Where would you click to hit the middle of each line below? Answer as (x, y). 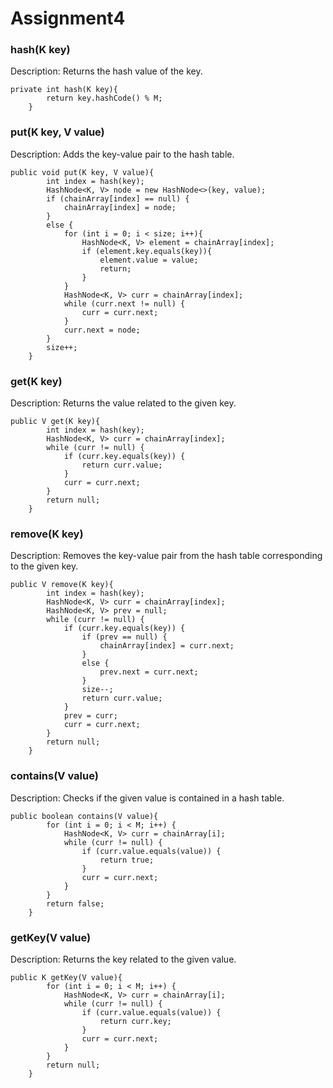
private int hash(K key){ (64, 90)
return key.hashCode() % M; (104, 98)
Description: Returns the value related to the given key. (123, 403)
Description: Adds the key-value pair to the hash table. (122, 154)
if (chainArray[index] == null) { (118, 198)
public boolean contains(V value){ (84, 816)
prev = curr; (90, 716)
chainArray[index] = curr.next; (167, 646)
